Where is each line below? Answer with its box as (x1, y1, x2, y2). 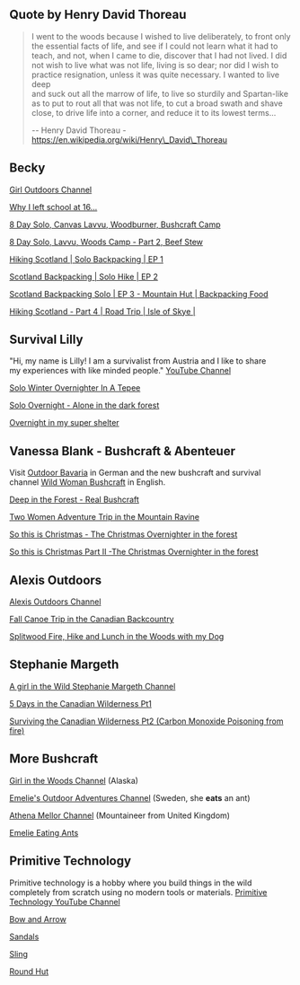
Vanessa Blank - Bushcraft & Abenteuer (9, 444, 236, 459)
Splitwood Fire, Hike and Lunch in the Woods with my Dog (9, 631, 225, 642)
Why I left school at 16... (9, 201, 98, 212)
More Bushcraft (9, 752, 99, 767)
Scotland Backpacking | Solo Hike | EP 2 (9, 271, 159, 282)
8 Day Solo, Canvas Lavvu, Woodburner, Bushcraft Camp (9, 219, 221, 230)
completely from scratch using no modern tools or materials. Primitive (9, 886, 268, 897)
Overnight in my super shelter (9, 418, 119, 428)
